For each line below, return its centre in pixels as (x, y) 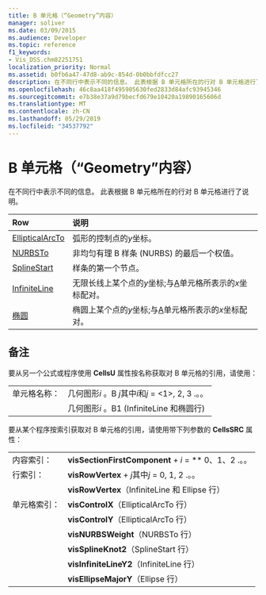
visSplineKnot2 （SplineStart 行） (131, 549)
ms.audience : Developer (47, 38)
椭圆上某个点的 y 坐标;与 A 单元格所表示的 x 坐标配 (160, 309)
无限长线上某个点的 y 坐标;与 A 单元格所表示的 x (156, 282)
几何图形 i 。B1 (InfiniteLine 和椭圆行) (137, 408)
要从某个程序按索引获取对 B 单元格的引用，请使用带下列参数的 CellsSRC (126, 429)
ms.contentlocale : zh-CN (49, 112)
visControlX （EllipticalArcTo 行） (130, 505)
